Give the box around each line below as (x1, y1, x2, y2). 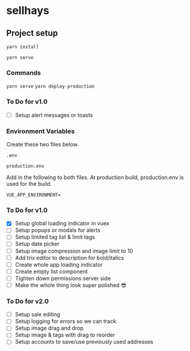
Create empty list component (15, 268, 88, 275)
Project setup (6, 28, 59, 38)
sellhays (6, 4, 50, 18)
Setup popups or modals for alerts (15, 227, 101, 234)
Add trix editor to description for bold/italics (15, 254, 124, 261)
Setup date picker (15, 240, 60, 248)
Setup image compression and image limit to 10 (15, 247, 133, 254)
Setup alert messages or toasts (15, 111, 93, 118)
